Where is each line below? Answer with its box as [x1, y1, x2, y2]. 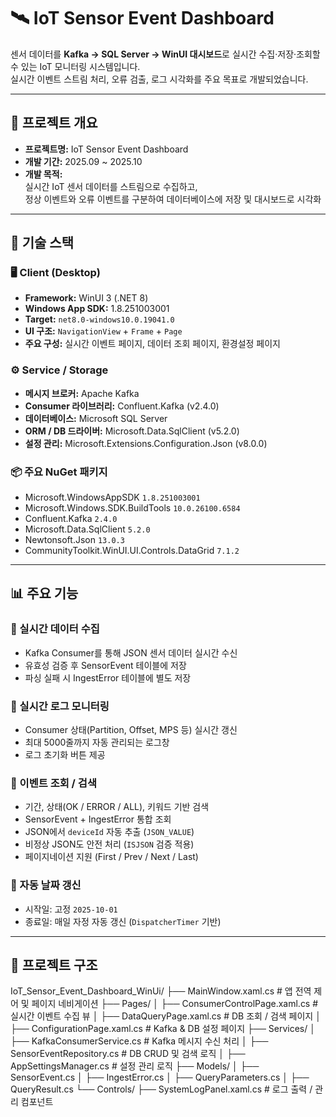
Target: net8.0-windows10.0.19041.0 [24, 313, 175, 325]
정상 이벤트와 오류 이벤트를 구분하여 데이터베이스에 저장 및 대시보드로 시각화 [24, 193, 322, 205]
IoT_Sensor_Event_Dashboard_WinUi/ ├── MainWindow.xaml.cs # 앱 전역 [10, 985, 312, 997]
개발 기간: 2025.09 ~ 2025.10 [24, 155, 143, 167]
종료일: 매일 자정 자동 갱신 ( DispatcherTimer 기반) [24, 915, 222, 927]
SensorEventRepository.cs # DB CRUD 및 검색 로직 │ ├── [10, 1048, 246, 1060]
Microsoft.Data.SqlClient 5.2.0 [24, 523, 151, 535]
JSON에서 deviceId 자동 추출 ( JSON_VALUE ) [24, 826, 195, 838]
